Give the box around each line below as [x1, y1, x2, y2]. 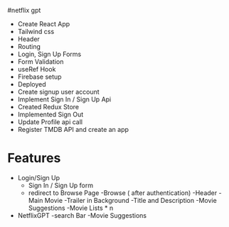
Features [7, 150, 61, 166]
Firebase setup [17, 72, 62, 81]
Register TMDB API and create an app [17, 126, 129, 133]
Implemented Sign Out [17, 110, 84, 118]
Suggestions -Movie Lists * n [28, 204, 114, 212]
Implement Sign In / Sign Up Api [17, 95, 112, 104]
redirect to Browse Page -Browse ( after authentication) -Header [28, 188, 218, 197]
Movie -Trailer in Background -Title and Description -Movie [44, 196, 217, 204]
